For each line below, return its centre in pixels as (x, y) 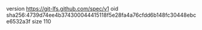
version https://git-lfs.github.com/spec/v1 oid (62, 9)
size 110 (41, 21)
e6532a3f (19, 21)
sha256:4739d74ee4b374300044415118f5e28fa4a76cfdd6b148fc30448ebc (101, 15)
